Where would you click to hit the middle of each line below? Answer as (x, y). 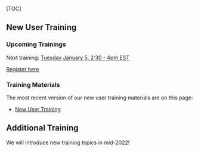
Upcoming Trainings (36, 44)
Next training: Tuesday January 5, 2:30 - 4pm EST (68, 57)
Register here (23, 69)
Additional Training (42, 128)
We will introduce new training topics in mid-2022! (68, 142)
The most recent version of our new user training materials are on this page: (100, 98)
